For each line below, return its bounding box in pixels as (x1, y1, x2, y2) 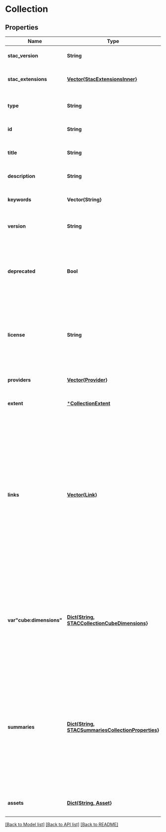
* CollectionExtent (67, 400, 111, 407)
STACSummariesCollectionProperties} (67, 727, 160, 733)
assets (7, 799, 24, 806)
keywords (7, 196, 32, 203)
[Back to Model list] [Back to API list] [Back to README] (5, 822, 119, 827)
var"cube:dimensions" (7, 617, 63, 624)
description (7, 173, 36, 179)
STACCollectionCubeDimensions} (67, 620, 148, 626)
